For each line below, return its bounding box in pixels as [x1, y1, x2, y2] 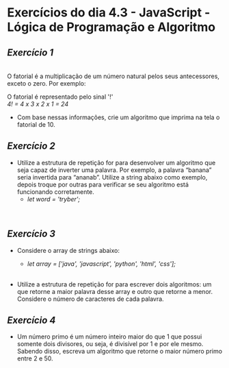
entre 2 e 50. [16, 354, 53, 363]
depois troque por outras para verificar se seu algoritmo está [16, 180, 189, 188]
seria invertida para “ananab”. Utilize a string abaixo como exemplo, [16, 173, 208, 181]
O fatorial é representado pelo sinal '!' [7, 93, 113, 101]
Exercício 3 [7, 228, 56, 240]
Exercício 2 [7, 140, 56, 152]
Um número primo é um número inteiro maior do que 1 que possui [16, 332, 202, 341]
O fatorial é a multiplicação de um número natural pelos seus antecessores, [7, 72, 220, 80]
